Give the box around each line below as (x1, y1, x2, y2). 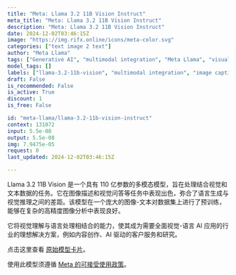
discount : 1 (7, 96, 42, 103)
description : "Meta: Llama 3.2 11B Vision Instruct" (7, 23, 165, 30)
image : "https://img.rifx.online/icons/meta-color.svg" (7, 37, 174, 44)
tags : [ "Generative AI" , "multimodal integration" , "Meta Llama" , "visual (7, 56, 231, 63)
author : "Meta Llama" (7, 50, 71, 57)
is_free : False (7, 102, 52, 109)
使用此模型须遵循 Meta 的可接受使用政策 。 (7, 260, 131, 268)
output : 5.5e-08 (7, 134, 55, 141)
